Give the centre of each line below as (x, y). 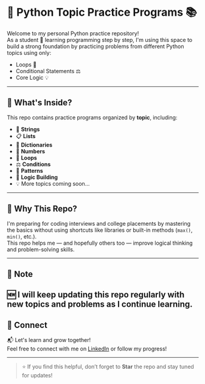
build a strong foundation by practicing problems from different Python (96, 46)
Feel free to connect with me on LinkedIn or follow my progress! (87, 349)
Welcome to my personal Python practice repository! (73, 33)
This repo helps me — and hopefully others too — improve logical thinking (100, 243)
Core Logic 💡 (32, 77)
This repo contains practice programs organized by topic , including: (92, 117)
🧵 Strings (28, 129)
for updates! (37, 375)
